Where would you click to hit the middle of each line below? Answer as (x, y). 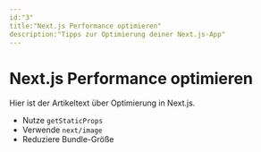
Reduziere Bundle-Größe (68, 139)
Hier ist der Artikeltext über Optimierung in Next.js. (102, 103)
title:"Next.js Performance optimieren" (86, 26)
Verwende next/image (62, 130)
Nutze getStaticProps (63, 121)
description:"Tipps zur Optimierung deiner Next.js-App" (118, 34)
